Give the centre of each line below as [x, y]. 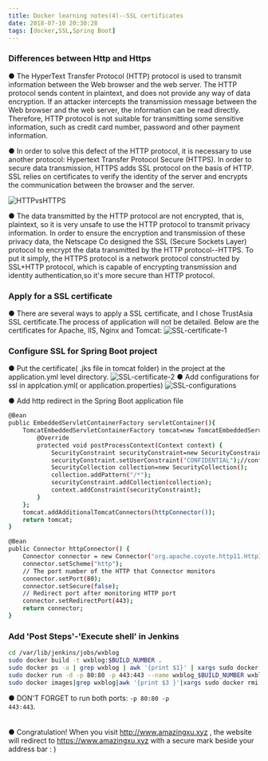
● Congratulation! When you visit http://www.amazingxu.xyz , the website [130, 731]
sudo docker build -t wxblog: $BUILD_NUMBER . [85, 660]
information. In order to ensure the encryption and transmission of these [127, 233]
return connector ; [53, 608]
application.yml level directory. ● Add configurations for [134, 377]
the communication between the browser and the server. [102, 185]
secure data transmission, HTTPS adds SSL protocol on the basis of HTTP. [131, 168]
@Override [53, 438]
